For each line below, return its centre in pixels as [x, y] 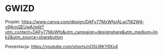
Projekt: [13, 22]
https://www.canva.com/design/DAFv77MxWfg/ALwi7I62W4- [83, 22]
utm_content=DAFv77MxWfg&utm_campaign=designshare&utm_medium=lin [81, 32]
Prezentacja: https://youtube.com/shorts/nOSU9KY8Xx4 [61, 46]
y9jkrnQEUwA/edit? [25, 27]
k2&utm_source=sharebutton [34, 37]
